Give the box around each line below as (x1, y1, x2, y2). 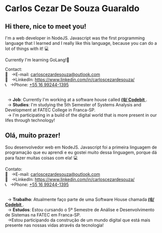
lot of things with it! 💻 (5, 46, 49, 51)
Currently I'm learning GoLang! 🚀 (5, 57, 69, 63)
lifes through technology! (5, 117, 55, 123)
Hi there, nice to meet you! (5, 22, 86, 31)
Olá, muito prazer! (5, 132, 61, 140)
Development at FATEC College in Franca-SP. (5, 107, 96, 113)
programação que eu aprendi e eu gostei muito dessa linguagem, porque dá (5, 149, 157, 155)
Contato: (5, 166, 23, 172)
